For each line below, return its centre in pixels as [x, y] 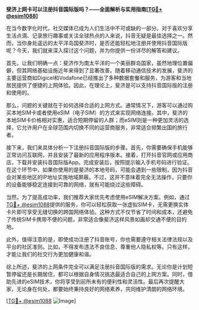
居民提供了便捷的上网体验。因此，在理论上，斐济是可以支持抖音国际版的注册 [99, 85]
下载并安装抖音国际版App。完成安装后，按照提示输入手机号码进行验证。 [104, 162]
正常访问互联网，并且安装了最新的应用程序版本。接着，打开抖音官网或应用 [97, 155]
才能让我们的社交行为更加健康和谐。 [50, 254]
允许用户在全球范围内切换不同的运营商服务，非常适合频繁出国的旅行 [105, 127]
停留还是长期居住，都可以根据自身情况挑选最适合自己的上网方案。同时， [99, 274]
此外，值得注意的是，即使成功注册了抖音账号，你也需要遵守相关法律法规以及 [99, 239]
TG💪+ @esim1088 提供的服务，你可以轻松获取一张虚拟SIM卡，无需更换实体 [97, 204]
